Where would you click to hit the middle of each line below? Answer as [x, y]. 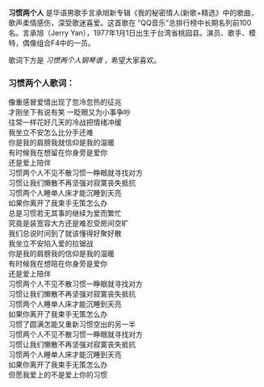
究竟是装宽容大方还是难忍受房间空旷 [69, 223]
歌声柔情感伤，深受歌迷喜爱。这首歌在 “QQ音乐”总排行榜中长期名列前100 [130, 23]
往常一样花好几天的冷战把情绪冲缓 [65, 122]
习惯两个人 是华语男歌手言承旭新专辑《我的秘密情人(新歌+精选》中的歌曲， [133, 13]
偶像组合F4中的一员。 [59, 43]
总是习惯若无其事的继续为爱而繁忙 [65, 213]
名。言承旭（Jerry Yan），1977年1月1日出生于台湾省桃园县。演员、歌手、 [129, 33]
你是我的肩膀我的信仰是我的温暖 [61, 254]
